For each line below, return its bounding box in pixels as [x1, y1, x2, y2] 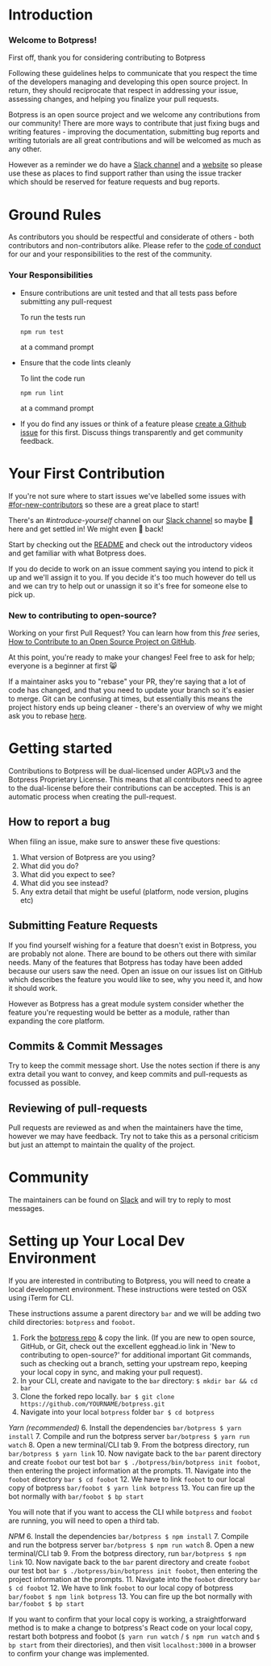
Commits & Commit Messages [8, 1039, 164, 1052]
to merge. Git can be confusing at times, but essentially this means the [8, 694, 243, 703]
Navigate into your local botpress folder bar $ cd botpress [19, 1407, 215, 1417]
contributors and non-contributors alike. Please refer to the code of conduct [8, 241, 261, 251]
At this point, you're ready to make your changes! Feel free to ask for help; [8, 652, 256, 662]
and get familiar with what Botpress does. [8, 548, 147, 558]
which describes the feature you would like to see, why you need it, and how [8, 974, 264, 984]
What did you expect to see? [19, 869, 115, 879]
